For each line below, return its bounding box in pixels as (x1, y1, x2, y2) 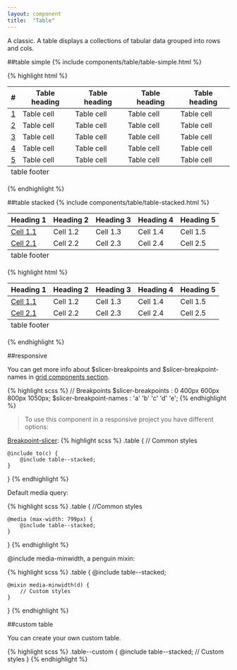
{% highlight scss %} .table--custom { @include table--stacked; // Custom (7, 647, 224, 656)
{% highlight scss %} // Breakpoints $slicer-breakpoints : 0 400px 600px (7, 386, 220, 394)
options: (24, 422, 49, 431)
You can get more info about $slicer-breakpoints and (7, 365, 161, 373)
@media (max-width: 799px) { (7, 515, 93, 523)
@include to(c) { (7, 449, 59, 457)
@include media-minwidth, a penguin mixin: (7, 554, 135, 563)
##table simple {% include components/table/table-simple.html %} (7, 57, 202, 66)
